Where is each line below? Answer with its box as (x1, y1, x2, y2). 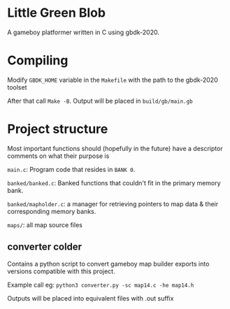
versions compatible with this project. (7, 267, 115, 275)
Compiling (7, 52, 69, 69)
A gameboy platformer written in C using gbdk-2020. (7, 28, 159, 36)
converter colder (7, 241, 82, 253)
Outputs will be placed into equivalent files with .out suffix (7, 294, 174, 302)
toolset (7, 82, 27, 92)
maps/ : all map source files (7, 220, 82, 229)
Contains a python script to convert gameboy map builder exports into (7, 259, 210, 268)
